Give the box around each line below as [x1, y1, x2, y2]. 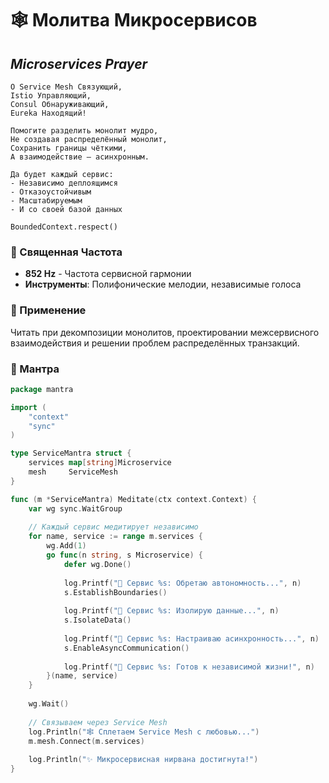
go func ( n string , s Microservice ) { [46, 550, 203, 561]
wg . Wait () [28, 699, 70, 709]
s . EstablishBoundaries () [63, 587, 168, 597]
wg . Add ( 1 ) [46, 541, 87, 551]
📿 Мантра [10, 362, 60, 376]
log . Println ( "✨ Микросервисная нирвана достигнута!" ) [28, 755, 259, 765]
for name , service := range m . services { [28, 532, 203, 542]
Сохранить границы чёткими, [10, 143, 128, 153]
